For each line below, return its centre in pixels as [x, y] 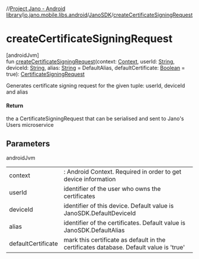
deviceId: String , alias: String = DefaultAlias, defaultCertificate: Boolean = [96, 68]
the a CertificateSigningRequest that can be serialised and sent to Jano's [95, 119]
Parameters [28, 144]
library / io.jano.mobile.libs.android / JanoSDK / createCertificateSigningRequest [99, 15]
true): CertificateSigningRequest [45, 74]
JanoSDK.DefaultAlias [94, 230]
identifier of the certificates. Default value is [124, 223]
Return [15, 105]
